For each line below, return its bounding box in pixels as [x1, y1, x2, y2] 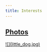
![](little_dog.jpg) [5, 41, 40, 47]
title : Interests [5, 8, 42, 13]
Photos [5, 28, 29, 37]
